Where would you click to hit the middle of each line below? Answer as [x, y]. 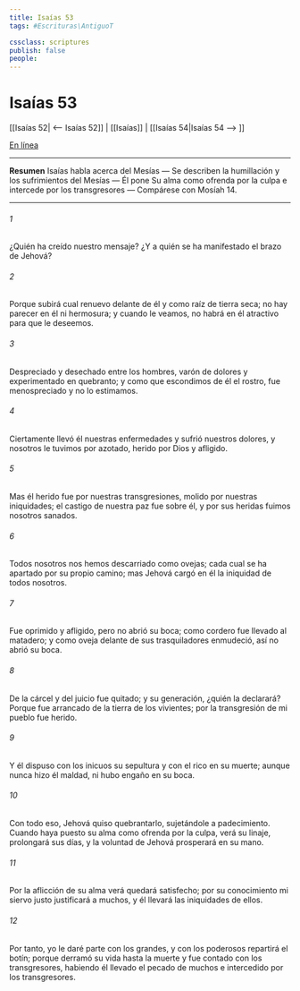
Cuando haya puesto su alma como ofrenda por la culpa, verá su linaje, [140, 833]
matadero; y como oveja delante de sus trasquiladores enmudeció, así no [144, 640]
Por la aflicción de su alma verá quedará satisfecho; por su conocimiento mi [149, 891]
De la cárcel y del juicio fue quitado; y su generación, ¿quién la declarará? [145, 698]
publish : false [37, 50]
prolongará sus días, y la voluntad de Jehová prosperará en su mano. [137, 842]
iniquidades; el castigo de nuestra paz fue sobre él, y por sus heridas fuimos [150, 506]
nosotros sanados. [43, 516]
